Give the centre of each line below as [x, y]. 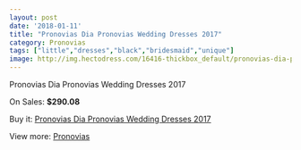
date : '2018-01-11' [46, 26]
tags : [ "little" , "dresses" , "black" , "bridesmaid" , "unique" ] [122, 51]
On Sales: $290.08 [45, 102]
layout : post [34, 17]
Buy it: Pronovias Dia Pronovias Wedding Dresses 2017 [111, 119]
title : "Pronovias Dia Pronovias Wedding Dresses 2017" [116, 34]
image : [21, 59]
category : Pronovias [48, 42]
